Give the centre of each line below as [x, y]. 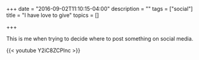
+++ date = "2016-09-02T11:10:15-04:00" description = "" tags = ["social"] [99, 9]
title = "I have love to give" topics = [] [53, 15]
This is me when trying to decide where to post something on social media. [100, 38]
